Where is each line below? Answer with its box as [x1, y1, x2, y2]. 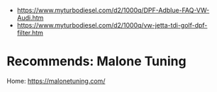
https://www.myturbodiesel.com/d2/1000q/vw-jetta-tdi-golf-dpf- [16, 21, 208, 29]
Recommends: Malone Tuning [6, 53, 187, 69]
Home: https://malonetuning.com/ [6, 76, 106, 85]
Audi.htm [16, 13, 44, 22]
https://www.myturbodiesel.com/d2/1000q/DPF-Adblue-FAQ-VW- [16, 6, 210, 14]
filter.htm [16, 28, 44, 37]
